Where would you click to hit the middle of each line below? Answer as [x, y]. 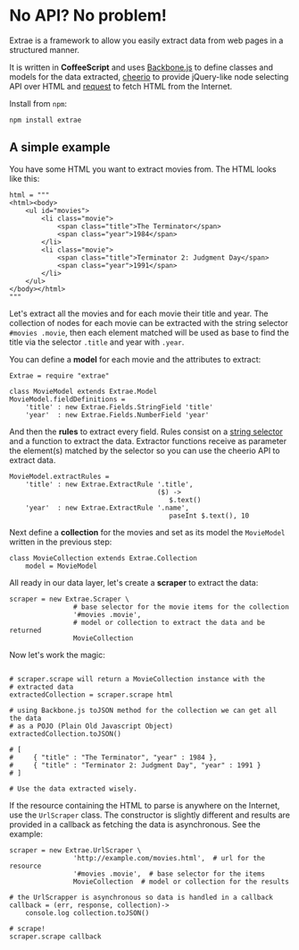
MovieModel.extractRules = [59, 476]
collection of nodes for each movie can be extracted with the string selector [149, 322]
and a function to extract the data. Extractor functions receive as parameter [148, 441]
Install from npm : [38, 103]
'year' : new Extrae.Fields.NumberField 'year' [117, 415]
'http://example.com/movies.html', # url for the [169, 858]
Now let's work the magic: [57, 655]
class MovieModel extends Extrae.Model [83, 391]
